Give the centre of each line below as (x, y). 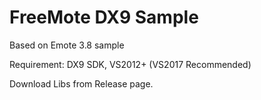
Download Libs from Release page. (81, 83)
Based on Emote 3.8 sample (67, 45)
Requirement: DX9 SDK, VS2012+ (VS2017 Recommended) (130, 64)
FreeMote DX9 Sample (104, 17)
